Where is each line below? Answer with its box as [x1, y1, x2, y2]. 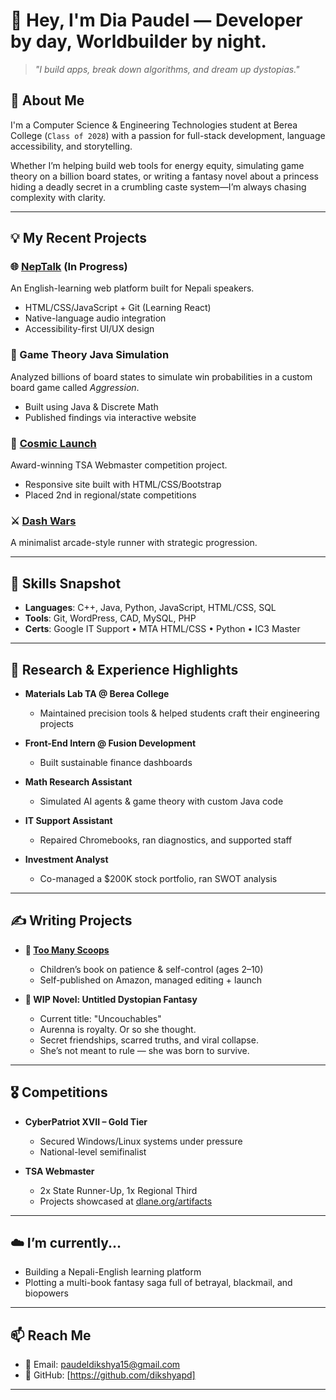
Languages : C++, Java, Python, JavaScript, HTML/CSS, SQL [24, 602, 277, 614]
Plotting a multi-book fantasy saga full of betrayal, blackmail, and [24, 1277, 293, 1289]
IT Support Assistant [24, 814, 113, 826]
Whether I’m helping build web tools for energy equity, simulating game [10, 159, 305, 171]
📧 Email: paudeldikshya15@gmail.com [24, 1359, 181, 1371]
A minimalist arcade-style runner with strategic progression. [10, 537, 258, 549]
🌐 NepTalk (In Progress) [10, 260, 128, 274]
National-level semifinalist [39, 1145, 147, 1158]
